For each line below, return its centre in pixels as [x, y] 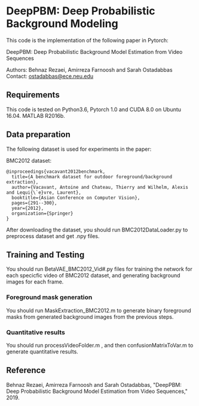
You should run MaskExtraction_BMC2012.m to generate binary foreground [99, 310]
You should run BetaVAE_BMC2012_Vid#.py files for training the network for [99, 269]
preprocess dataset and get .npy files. [53, 236]
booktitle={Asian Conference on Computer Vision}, [76, 198]
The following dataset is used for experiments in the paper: [79, 149]
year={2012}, [28, 208]
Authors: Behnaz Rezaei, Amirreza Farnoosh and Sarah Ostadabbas [89, 69]
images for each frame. [35, 282]
